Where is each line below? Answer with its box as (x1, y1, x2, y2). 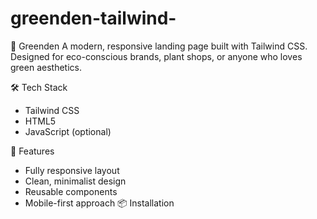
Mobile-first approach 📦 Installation (24, 197, 175, 209)
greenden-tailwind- (10, 7, 177, 30)
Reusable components (24, 185, 118, 197)
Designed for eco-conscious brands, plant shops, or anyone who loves (10, 50, 303, 62)
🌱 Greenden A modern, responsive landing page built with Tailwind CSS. (10, 40, 308, 52)
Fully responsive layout (24, 164, 120, 176)
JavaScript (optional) (24, 125, 112, 137)
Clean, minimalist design (24, 175, 127, 187)
